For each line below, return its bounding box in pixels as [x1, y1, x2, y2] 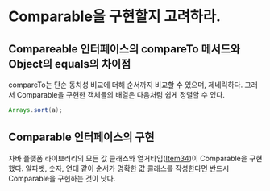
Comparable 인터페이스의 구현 [8, 131, 155, 144]
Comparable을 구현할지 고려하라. [8, 7, 222, 26]
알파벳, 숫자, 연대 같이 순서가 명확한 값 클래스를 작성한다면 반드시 [25, 163, 230, 173]
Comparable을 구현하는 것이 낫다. [8, 173, 116, 183]
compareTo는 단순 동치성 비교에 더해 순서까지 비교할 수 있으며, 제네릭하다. [8, 80, 243, 89]
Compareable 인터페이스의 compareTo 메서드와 [8, 42, 240, 56]
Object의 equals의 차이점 [8, 57, 131, 71]
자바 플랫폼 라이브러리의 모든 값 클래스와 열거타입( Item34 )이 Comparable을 [8, 153, 248, 163]
